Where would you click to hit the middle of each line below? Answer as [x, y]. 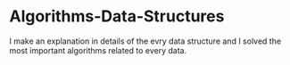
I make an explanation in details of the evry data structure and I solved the [145, 41]
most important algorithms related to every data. [98, 50]
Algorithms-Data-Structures [117, 16]
